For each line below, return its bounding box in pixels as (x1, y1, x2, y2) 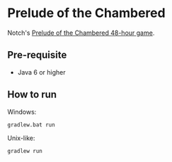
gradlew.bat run (7, 121, 55, 129)
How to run (7, 89, 57, 101)
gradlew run (7, 147, 42, 154)
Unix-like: (7, 134, 35, 142)
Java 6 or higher (17, 67, 66, 76)
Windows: (7, 107, 37, 116)
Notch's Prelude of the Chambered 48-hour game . (7, 28, 155, 37)
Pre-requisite (7, 49, 67, 61)
